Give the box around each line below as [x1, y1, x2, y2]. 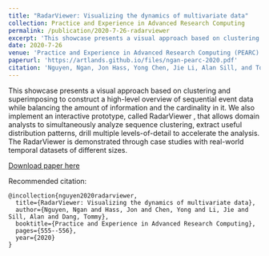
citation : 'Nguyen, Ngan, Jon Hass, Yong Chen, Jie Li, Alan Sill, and [8, 64, 252, 72]
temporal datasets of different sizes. [8, 145, 128, 154]
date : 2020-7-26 [8, 42, 62, 50]
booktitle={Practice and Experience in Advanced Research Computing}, [15, 219, 256, 228]
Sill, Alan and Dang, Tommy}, [8, 213, 110, 221]
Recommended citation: [8, 176, 87, 186]
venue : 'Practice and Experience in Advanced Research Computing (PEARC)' [8, 49, 263, 57]
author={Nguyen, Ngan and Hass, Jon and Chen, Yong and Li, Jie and [15, 206, 249, 214]
